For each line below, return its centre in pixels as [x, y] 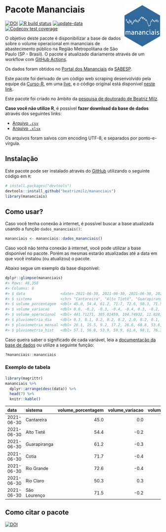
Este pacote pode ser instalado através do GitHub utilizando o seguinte [77, 171]
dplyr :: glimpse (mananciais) [34, 278]
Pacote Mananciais [45, 10]
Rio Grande [37, 469]
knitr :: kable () [25, 399]
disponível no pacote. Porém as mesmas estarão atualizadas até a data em [81, 253]
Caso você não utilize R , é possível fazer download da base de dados [77, 108]
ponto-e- [147, 138]
